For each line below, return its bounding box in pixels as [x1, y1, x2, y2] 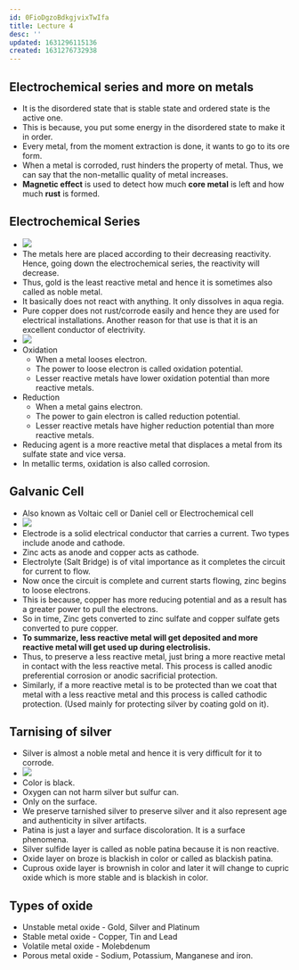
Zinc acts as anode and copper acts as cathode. [21, 546, 199, 558]
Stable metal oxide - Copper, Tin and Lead [21, 932, 178, 942]
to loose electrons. [21, 584, 91, 595]
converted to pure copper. [21, 622, 118, 634]
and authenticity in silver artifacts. [21, 816, 147, 826]
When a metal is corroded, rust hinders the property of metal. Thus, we [21, 160, 284, 170]
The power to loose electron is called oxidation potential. [35, 363, 244, 374]
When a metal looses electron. [35, 353, 148, 364]
